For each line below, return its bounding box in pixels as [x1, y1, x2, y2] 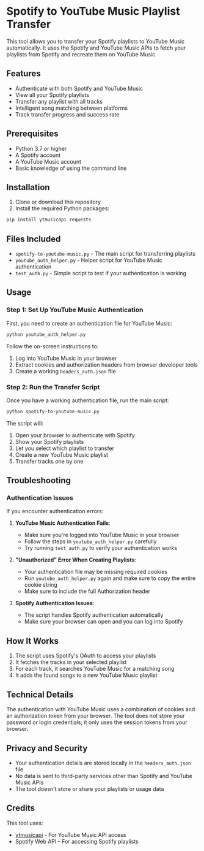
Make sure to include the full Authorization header [24, 587, 151, 595]
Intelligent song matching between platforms [15, 104, 128, 112]
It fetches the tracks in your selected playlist [15, 658, 127, 666]
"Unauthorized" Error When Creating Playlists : [15, 556, 136, 563]
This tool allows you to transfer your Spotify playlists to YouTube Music [6, 37, 185, 45]
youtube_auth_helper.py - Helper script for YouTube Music [15, 256, 163, 264]
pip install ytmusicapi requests [6, 216, 92, 223]
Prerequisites [6, 129, 59, 139]
